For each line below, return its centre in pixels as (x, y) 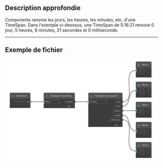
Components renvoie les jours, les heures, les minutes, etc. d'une (70, 19)
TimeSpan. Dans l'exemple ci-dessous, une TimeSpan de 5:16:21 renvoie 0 (80, 25)
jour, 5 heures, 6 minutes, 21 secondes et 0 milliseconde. (62, 30)
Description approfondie (43, 8)
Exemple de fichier (34, 50)
